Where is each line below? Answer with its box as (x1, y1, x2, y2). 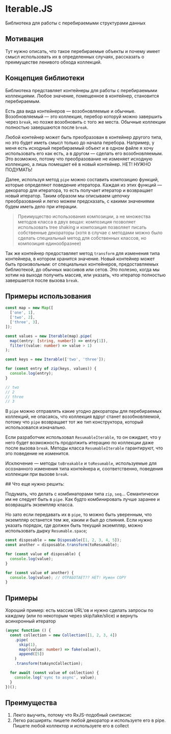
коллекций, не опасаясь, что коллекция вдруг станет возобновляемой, (5, 413, 161, 420)
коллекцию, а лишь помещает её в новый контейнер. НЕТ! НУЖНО (5, 161, 151, 167)
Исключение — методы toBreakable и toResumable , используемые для (5, 460, 157, 466)
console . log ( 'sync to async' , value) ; (14, 675, 97, 680)
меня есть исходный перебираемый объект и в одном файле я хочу (5, 145, 154, 151)
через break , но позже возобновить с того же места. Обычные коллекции (5, 119, 166, 125)
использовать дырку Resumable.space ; (5, 528, 88, 534)
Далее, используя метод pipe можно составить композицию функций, (5, 176, 159, 182)
